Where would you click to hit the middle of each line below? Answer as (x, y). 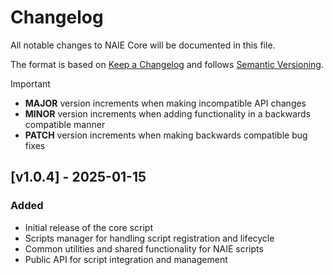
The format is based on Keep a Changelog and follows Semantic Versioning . (167, 64)
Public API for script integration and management (126, 259)
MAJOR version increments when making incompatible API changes (165, 103)
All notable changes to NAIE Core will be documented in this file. (143, 45)
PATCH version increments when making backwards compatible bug (166, 135)
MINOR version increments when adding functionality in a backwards (168, 113)
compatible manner (65, 124)
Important (30, 83)
